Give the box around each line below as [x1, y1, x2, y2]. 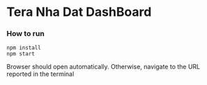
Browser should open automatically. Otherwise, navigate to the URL [6, 63, 201, 71]
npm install [6, 44, 41, 52]
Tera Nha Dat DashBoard [6, 4, 152, 20]
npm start [6, 50, 36, 57]
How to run [6, 29, 45, 39]
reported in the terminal [6, 70, 75, 78]
